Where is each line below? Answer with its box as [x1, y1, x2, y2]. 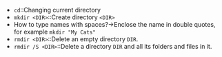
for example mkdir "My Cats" [13, 27, 97, 36]
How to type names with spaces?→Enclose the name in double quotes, [13, 21, 216, 28]
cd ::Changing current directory [13, 6, 101, 14]
